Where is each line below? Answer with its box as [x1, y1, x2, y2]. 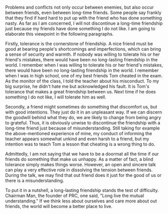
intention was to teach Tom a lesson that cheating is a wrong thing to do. [5, 141, 155, 147]
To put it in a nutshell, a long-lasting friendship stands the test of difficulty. [5, 187, 159, 193]
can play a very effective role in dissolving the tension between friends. [5, 167, 153, 173]
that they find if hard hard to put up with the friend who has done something [5, 15, 162, 21]
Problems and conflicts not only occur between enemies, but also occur [5, 5, 154, 10]
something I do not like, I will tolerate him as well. [5, 94, 106, 100]
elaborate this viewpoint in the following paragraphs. [5, 31, 114, 37]
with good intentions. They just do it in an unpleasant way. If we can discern [5, 109, 162, 115]
